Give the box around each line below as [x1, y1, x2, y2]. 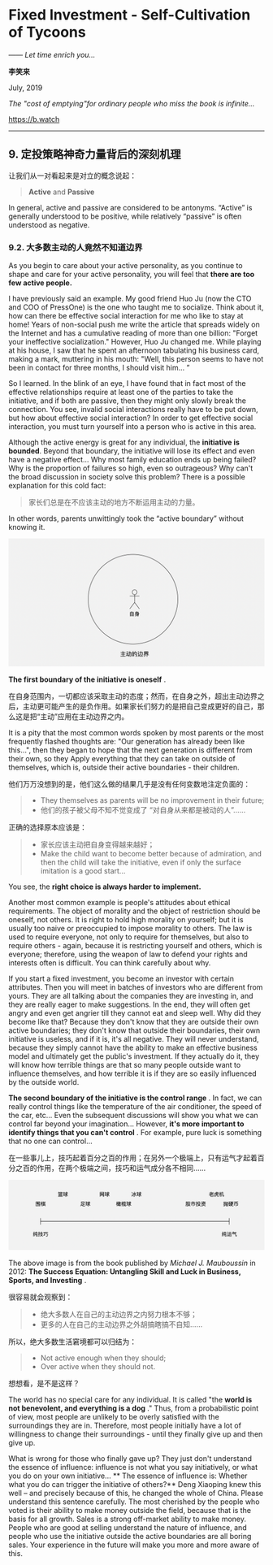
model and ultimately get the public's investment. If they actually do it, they [8, 1051, 260, 1061]
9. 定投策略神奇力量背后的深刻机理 [8, 148, 181, 162]
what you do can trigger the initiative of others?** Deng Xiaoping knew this [8, 1480, 262, 1489]
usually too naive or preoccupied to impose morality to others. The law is [8, 924, 253, 934]
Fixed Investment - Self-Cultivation [8, 6, 251, 24]
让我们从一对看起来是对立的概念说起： [8, 171, 136, 180]
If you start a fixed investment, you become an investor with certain [8, 973, 234, 984]
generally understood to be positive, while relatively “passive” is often [8, 211, 242, 221]
